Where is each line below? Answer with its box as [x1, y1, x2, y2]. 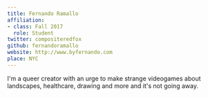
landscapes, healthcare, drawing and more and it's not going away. [7, 81, 199, 90]
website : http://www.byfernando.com [7, 49, 113, 56]
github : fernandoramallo [7, 42, 79, 49]
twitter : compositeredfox [7, 36, 82, 43]
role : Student [13, 29, 54, 37]
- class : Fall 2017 [7, 23, 64, 30]
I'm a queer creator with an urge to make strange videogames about [7, 74, 201, 82]
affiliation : [7, 17, 45, 24]
